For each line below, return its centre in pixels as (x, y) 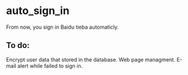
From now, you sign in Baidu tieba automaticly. (62, 27)
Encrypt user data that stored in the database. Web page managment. (91, 59)
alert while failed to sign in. (50, 66)
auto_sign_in (38, 11)
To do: (18, 45)
